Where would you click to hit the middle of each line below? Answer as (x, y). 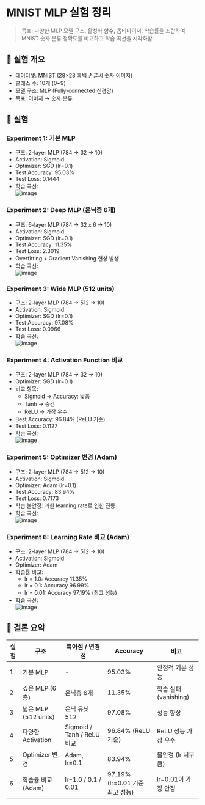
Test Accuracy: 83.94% (45, 491)
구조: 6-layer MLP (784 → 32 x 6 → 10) (63, 224)
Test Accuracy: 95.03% (45, 172)
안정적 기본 (172, 667)
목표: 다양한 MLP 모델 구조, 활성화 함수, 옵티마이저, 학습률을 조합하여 (103, 31)
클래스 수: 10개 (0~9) (40, 83)
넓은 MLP (35, 708)
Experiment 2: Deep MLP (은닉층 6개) (61, 210)
